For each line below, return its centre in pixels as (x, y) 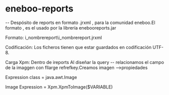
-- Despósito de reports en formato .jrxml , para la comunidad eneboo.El (80, 22)
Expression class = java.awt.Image (41, 77)
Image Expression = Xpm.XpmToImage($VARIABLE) (59, 87)
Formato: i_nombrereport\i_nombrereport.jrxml (54, 37)
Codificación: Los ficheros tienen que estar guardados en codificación (78, 47)
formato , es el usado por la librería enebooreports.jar (61, 27)
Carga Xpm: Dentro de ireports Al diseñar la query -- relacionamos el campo (85, 62)
